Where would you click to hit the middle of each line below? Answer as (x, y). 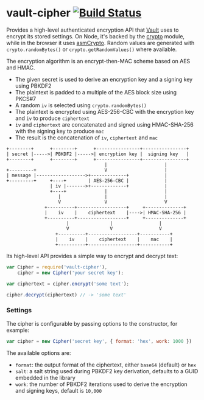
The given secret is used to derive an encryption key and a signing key (104, 79)
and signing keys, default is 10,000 (58, 390)
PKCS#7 (26, 99)
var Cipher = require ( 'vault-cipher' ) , (57, 267)
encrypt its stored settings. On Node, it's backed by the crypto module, (95, 36)
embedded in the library (45, 377)
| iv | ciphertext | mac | (114, 239)
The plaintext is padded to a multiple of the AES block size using (96, 92)
